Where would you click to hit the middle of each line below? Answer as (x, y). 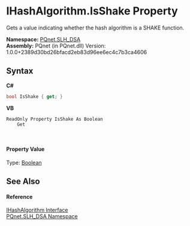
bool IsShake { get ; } (34, 96)
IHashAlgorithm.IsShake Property (92, 11)
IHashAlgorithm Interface (37, 210)
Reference (19, 197)
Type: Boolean (24, 162)
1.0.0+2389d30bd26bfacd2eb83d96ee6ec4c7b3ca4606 (77, 52)
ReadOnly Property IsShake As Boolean (55, 119)
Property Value (25, 149)
